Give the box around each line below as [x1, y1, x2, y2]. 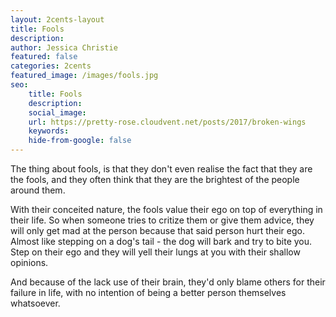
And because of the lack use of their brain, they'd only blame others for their [10, 276, 326, 288]
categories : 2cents [10, 61, 92, 71]
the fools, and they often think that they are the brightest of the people [10, 174, 300, 185]
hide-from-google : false [28, 136, 132, 146]
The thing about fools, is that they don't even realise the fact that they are [10, 163, 313, 175]
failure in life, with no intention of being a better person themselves [10, 287, 287, 298]
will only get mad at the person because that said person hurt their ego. [10, 225, 305, 236]
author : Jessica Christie [10, 42, 118, 53]
